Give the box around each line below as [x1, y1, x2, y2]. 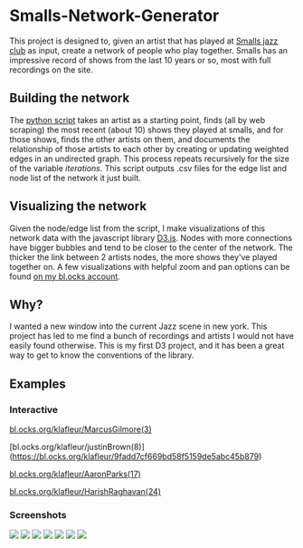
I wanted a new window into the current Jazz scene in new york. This [9, 321, 268, 332]
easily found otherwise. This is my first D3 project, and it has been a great [9, 341, 285, 351]
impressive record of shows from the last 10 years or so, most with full [9, 54, 271, 65]
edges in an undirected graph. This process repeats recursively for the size [9, 153, 289, 164]
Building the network [9, 91, 130, 106]
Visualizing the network [9, 198, 147, 214]
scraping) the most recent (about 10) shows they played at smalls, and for [9, 124, 284, 135]
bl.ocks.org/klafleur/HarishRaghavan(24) [9, 486, 161, 497]
